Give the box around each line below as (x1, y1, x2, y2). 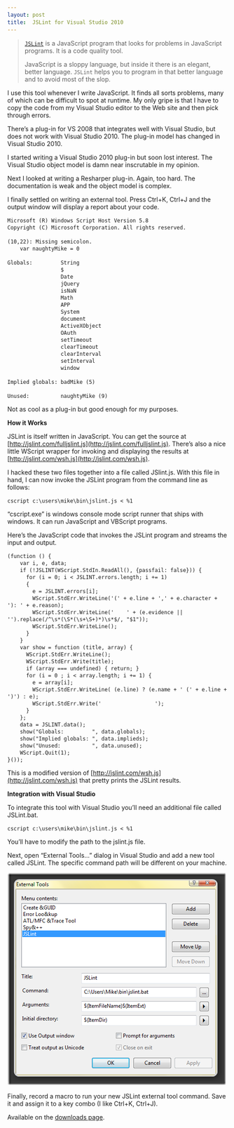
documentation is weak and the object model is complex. (7, 181, 172, 190)
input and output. (7, 538, 57, 547)
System (60, 308, 80, 315)
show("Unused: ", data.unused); (20, 742, 142, 749)
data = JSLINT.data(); (20, 721, 86, 728)
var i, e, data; (20, 559, 68, 566)
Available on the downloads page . (7, 1113, 105, 1121)
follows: (7, 483, 30, 491)
